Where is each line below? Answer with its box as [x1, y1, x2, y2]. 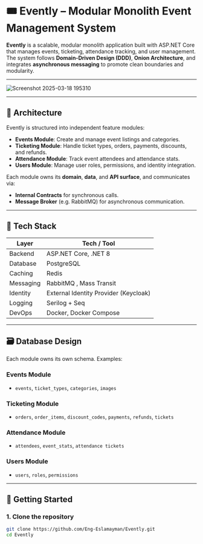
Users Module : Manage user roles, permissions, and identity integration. [14, 161, 196, 169]
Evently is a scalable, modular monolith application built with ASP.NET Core [6, 41, 195, 49]
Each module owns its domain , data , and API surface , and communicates [6, 173, 190, 180]
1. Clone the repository [6, 512, 74, 521]
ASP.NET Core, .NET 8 [46, 249, 111, 258]
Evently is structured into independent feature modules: [6, 124, 145, 131]
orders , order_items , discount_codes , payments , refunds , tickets [14, 413, 174, 420]
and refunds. [14, 149, 47, 156]
